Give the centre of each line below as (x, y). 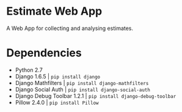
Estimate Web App (54, 11)
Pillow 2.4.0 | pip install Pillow (57, 102)
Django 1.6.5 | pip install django (58, 76)
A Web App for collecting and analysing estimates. (70, 28)
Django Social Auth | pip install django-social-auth (83, 89)
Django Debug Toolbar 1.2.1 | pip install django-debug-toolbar (96, 95)
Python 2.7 (29, 70)
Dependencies (44, 53)
